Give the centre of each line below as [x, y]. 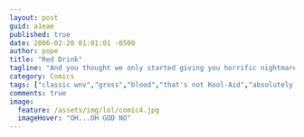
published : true [40, 34]
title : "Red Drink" [46, 59]
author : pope [34, 51]
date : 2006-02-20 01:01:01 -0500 [72, 43]
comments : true [38, 93]
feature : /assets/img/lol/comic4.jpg [89, 110]
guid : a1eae [32, 26]
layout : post [34, 18]
